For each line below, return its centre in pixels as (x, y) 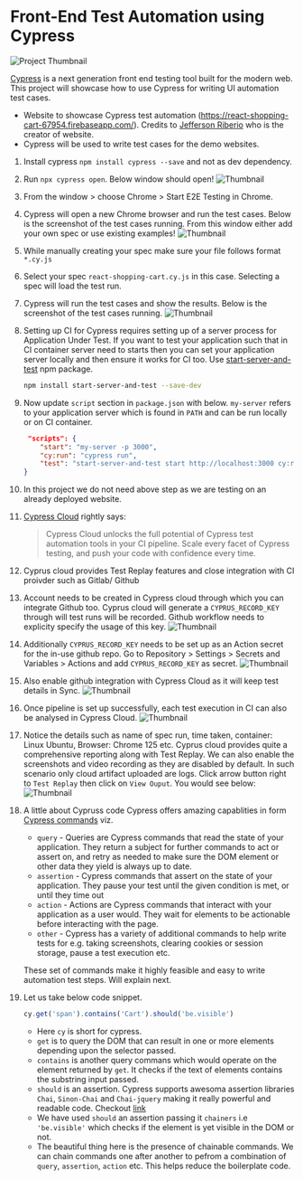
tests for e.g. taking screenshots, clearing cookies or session (150, 943)
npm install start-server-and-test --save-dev (112, 385)
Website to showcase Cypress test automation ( (112, 115)
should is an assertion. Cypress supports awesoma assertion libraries (165, 1089)
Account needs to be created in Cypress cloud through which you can (154, 598)
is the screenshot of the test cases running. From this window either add (158, 223)
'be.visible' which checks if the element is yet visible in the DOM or (165, 1128)
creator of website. (58, 134)
